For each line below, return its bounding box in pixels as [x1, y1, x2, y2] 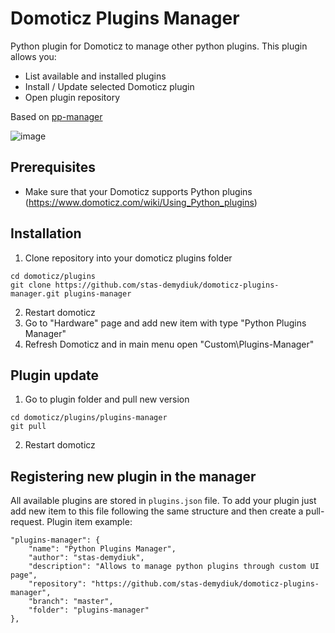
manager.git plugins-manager [10, 288, 132, 299]
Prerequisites [10, 159, 96, 176]
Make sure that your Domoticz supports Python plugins [24, 185, 253, 197]
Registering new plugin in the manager [10, 468, 257, 485]
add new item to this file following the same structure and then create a [10, 505, 304, 517]
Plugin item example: [46, 516, 133, 528]
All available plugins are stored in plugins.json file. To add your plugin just [10, 495, 317, 507]
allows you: [10, 50, 57, 62]
